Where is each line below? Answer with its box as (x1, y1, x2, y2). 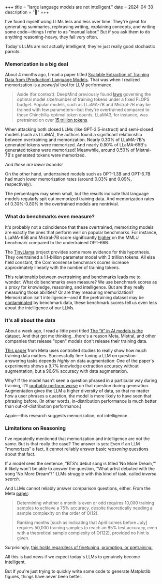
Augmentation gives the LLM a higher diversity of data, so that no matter (5, 388, 150, 394)
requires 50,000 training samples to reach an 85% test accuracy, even (16, 525, 157, 531)
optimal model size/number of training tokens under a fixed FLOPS (16, 96, 150, 102)
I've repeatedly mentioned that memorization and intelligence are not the (5, 436, 150, 442)
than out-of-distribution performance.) (5, 403, 82, 409)
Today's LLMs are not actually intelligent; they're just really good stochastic (5, 44, 156, 49)
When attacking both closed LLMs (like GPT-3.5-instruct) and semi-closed (5, 126, 153, 132)
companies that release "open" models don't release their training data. (5, 338, 147, 344)
